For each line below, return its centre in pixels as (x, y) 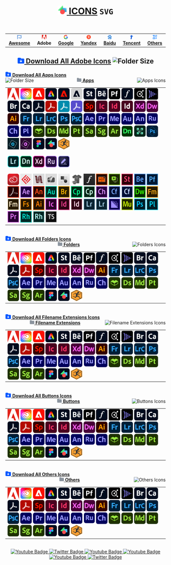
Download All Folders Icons (41, 239)
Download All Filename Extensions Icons (56, 317)
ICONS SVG (91, 11)
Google (66, 43)
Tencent (132, 43)
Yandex (89, 43)
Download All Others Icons (41, 474)
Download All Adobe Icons (68, 61)
